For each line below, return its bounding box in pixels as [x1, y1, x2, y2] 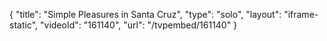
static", [9, 19, 39, 31]
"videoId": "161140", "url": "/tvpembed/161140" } [40, 19, 238, 31]
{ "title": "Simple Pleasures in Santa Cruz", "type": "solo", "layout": [9, 9, 282, 20]
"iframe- [283, 9, 319, 20]
